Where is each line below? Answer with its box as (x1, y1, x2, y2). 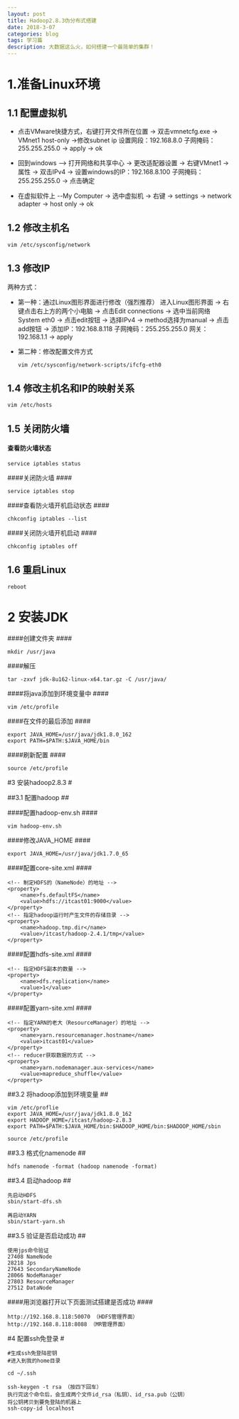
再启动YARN (7, 1211, 37, 1219)
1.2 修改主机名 (7, 222, 70, 234)
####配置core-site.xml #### (7, 863, 92, 872)
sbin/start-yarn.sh (7, 1218, 65, 1225)
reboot (7, 583, 27, 591)
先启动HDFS (7, 1191, 37, 1199)
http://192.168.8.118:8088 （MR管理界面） (7, 1321, 129, 1328)
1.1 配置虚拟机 (7, 107, 68, 119)
